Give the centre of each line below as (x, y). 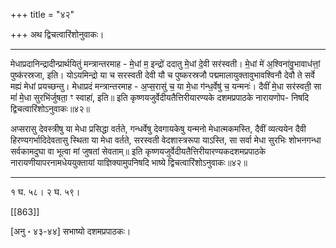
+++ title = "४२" (42, 14)
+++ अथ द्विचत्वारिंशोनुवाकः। (57, 34)
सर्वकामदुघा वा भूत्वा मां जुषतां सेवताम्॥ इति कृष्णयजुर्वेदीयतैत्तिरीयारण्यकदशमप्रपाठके (138, 151)
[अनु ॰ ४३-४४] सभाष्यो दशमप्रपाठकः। (71, 231)
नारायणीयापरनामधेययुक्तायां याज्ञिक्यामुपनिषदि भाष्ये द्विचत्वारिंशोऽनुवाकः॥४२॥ (129, 162)
